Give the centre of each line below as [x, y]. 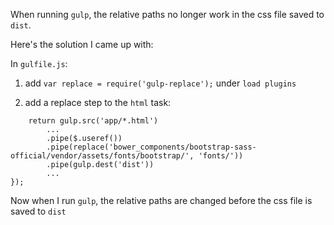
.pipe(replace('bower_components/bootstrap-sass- [151, 147]
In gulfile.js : [39, 63]
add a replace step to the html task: [98, 102]
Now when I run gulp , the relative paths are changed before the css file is [161, 200]
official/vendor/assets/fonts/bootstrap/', [102, 156]
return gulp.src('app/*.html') [93, 121]
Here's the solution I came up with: [82, 44]
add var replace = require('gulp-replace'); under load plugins [160, 83]
